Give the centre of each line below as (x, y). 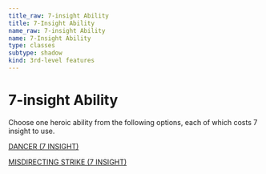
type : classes (32, 46)
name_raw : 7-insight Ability (57, 30)
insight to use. (32, 131)
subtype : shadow (35, 53)
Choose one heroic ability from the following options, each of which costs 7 (133, 122)
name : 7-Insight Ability (50, 38)
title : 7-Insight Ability (51, 23)
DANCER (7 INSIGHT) (44, 146)
